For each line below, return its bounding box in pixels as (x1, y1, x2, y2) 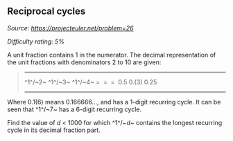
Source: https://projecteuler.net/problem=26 (7, 23, 134, 32)
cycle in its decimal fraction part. (7, 126, 101, 134)
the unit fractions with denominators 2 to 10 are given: (7, 58, 162, 66)
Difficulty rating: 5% (7, 37, 64, 46)
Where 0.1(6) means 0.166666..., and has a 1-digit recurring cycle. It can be (7, 97, 221, 106)
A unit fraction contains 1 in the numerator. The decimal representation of (7, 50, 216, 59)
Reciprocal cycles (7, 6, 86, 17)
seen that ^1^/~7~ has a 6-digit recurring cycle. (7, 105, 142, 113)
